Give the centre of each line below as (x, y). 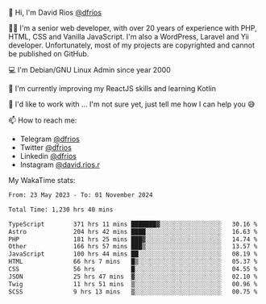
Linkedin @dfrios (48, 156)
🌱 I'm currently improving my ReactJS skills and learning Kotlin (112, 88)
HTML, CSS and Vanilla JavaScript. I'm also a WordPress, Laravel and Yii (129, 37)
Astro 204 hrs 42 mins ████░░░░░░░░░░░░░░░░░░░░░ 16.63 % (133, 231)
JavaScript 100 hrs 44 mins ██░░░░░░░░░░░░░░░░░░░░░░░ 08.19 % (133, 254)
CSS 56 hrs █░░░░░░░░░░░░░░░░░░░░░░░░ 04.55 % (133, 269)
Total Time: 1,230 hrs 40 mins (61, 210)
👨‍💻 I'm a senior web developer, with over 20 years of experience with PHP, (133, 28)
